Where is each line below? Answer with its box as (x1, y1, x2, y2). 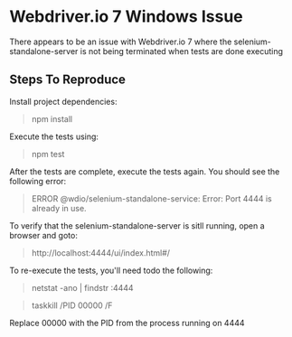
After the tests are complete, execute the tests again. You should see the (9, 165, 280, 177)
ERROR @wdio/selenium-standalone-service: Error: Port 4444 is (31, 192, 273, 204)
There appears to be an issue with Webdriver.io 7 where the (9, 36, 232, 47)
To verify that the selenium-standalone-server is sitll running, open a (9, 220, 265, 231)
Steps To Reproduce (9, 72, 127, 88)
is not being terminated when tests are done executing (80, 45, 283, 56)
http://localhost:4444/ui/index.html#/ (31, 247, 170, 258)
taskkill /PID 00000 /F (31, 300, 113, 311)
